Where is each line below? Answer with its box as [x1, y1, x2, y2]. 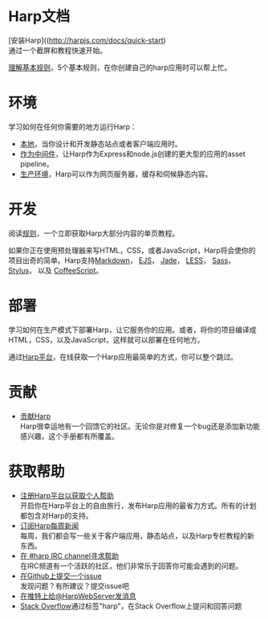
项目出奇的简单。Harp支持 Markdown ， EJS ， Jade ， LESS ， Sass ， [8, 255, 235, 265]
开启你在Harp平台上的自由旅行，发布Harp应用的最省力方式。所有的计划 [19, 500, 257, 510]
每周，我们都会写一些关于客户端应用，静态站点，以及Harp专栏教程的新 [19, 531, 255, 540]
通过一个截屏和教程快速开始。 [8, 45, 107, 55]
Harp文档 [8, 7, 71, 26]
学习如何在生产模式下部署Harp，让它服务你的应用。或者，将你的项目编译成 [8, 325, 257, 334]
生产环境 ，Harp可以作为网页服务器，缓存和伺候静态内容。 [19, 169, 213, 178]
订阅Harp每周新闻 [19, 520, 79, 531]
